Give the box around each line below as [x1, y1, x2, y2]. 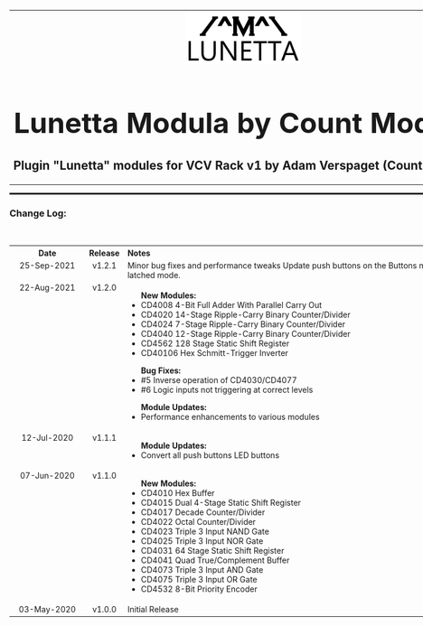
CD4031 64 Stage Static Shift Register [140, 545, 285, 556]
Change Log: [9, 207, 68, 220]
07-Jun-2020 [19, 470, 75, 481]
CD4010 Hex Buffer [140, 487, 215, 498]
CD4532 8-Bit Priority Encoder [140, 584, 258, 594]
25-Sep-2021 [19, 260, 76, 271]
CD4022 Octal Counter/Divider [140, 516, 256, 527]
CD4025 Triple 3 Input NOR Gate [140, 535, 264, 547]
